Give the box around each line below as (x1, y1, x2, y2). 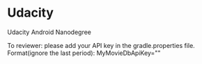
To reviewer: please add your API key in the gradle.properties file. (7, 41, 195, 49)
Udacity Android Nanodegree (7, 28, 92, 36)
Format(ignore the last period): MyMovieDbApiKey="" (7, 49, 161, 57)
